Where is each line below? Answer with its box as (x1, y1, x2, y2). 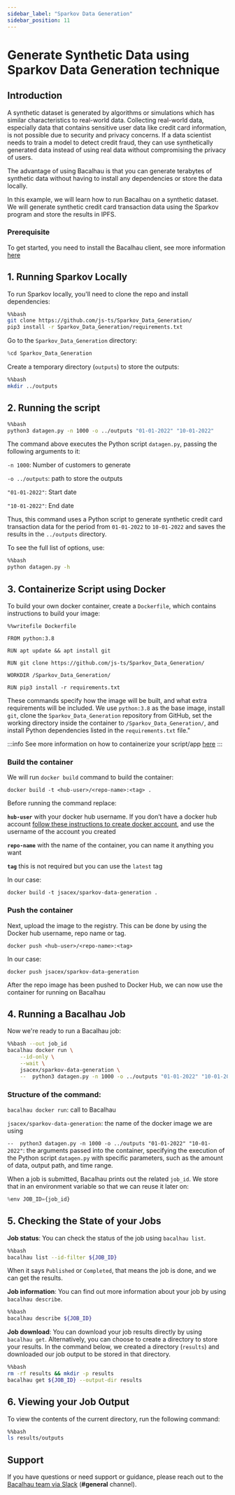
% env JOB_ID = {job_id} (7, 1196, 71, 1203)
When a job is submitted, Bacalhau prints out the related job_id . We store (7, 1175, 219, 1183)
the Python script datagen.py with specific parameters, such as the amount (7, 1154, 223, 1162)
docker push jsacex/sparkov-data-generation (7, 968, 139, 975)
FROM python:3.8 (7, 635, 55, 642)
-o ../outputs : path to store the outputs (7, 475, 123, 483)
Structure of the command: (7, 1089, 101, 1099)
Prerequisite (7, 227, 50, 237)
